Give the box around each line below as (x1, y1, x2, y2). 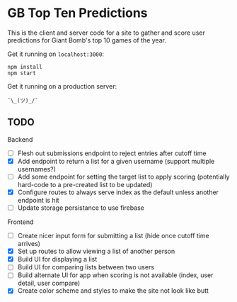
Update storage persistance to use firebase (17, 203, 145, 212)
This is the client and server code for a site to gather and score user (7, 28, 205, 37)
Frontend (7, 218, 34, 226)
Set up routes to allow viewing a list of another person (17, 247, 175, 256)
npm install (7, 63, 42, 70)
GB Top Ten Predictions (7, 5, 148, 21)
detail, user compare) (17, 279, 81, 288)
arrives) (17, 240, 41, 248)
